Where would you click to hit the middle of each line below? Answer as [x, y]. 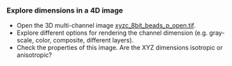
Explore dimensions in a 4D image [65, 10]
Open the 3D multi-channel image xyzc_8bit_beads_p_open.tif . [106, 26]
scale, [25, 40]
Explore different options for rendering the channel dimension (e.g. [112, 33]
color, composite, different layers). [84, 40]
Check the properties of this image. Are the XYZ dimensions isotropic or [119, 48]
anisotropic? [34, 55]
